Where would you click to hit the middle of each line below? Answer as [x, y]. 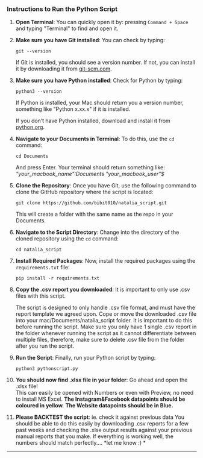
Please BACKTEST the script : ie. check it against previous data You [100, 417]
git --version [33, 51]
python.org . [30, 127]
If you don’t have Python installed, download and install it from [93, 121]
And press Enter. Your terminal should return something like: [90, 168]
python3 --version [39, 92]
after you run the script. [45, 346]
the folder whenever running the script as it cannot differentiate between [106, 333]
